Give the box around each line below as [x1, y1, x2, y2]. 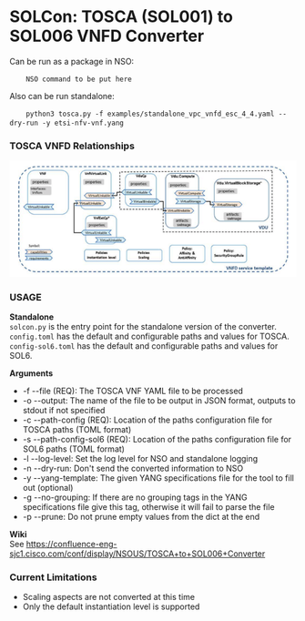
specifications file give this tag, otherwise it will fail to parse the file [22, 501, 275, 512]
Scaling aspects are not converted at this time [22, 592, 196, 603]
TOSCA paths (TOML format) [22, 423, 132, 434]
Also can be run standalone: [9, 90, 116, 101]
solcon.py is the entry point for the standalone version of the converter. [9, 321, 278, 331]
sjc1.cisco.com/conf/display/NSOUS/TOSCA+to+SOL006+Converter [9, 548, 266, 559]
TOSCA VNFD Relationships [9, 139, 135, 152]
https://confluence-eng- [25, 538, 117, 549]
